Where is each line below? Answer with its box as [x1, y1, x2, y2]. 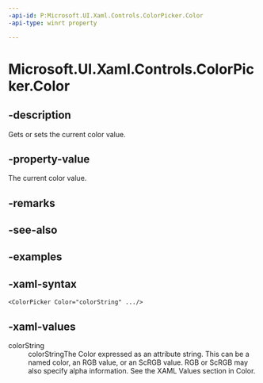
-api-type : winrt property [8, 19, 97, 27]
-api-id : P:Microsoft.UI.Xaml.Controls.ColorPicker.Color [8, 11, 204, 20]
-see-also [8, 224, 58, 237]
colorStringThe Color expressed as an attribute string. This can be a [28, 350, 250, 359]
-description [8, 109, 71, 122]
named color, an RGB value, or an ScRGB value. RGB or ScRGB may [28, 358, 248, 367]
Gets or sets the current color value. [8, 129, 126, 139]
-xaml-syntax [8, 277, 78, 290]
